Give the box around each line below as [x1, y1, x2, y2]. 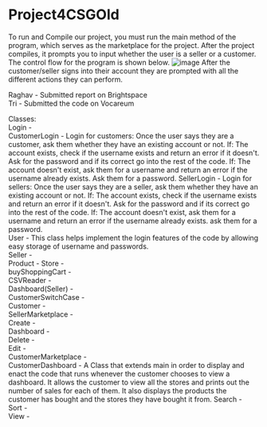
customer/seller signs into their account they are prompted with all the [8, 66, 239, 75]
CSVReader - [8, 275, 52, 285]
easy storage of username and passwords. [8, 241, 149, 251]
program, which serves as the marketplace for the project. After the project [8, 40, 255, 50]
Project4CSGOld [8, 6, 120, 24]
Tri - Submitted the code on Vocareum [8, 98, 135, 108]
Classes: [8, 114, 37, 123]
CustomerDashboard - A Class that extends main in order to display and [8, 360, 245, 369]
